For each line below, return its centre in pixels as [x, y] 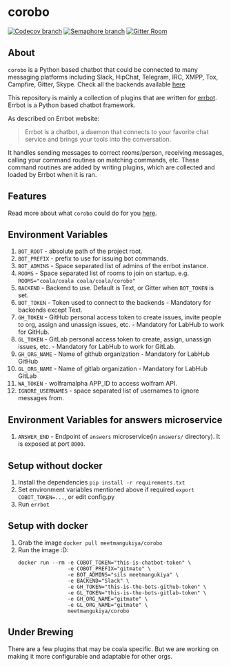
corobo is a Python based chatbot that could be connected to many [103, 69]
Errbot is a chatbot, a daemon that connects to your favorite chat [117, 131]
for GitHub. [33, 332]
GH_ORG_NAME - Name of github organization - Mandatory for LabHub [114, 354]
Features [27, 197]
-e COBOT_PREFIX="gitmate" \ [109, 569]
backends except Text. [50, 310]
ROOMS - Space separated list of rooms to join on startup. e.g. [103, 273]
